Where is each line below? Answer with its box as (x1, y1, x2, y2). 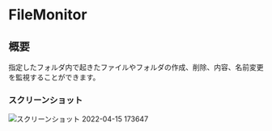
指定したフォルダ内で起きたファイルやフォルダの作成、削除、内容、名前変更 (8, 63, 264, 72)
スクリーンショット (8, 94, 83, 105)
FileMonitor (8, 6, 87, 24)
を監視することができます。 (8, 72, 100, 82)
